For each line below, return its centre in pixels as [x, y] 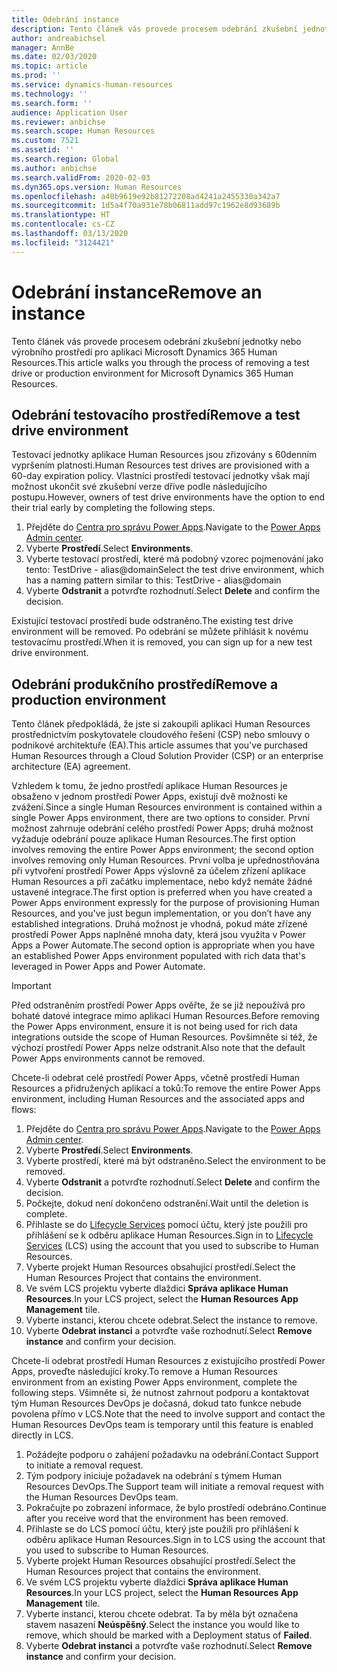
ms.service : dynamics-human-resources [92, 85]
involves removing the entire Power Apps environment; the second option [162, 850]
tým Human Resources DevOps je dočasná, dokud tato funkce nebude [156, 1403]
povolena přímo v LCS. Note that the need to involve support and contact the [168, 1414]
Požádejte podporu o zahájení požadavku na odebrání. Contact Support [172, 1455]
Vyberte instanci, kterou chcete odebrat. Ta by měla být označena [162, 1614]
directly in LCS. [42, 1435]
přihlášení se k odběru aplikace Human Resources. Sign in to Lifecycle [169, 1235]
